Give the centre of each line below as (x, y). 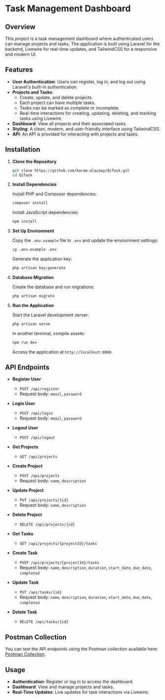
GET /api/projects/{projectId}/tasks (58, 544)
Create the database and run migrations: (53, 287)
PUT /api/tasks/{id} (41, 593)
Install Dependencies (34, 184)
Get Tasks (23, 534)
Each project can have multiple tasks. (58, 103)
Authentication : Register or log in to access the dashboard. (73, 681)
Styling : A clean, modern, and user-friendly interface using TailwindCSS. (86, 129)
